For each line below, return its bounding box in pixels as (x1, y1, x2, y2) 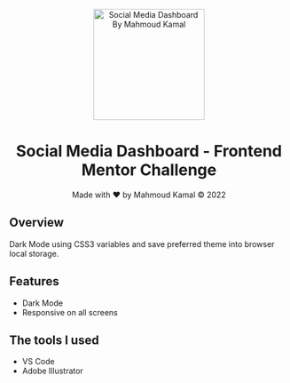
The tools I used (9, 332, 99, 347)
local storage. (9, 248, 59, 259)
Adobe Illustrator (21, 365, 84, 377)
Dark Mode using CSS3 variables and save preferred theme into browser (9, 238, 275, 249)
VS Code (21, 356, 55, 367)
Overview (9, 215, 65, 230)
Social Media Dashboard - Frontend (16, 141, 282, 162)
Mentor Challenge (81, 160, 217, 180)
